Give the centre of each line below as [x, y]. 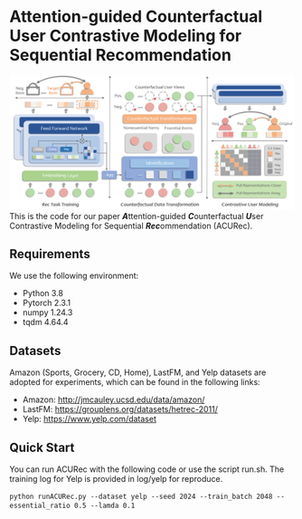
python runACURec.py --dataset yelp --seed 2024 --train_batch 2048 [141, 497]
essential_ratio [40, 506]
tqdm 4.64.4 [46, 322]
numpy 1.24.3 [47, 312]
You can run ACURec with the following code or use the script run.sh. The [147, 469]
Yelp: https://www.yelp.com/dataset [89, 419]
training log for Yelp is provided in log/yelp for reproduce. [116, 479]
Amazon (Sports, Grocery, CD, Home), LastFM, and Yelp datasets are [138, 372]
